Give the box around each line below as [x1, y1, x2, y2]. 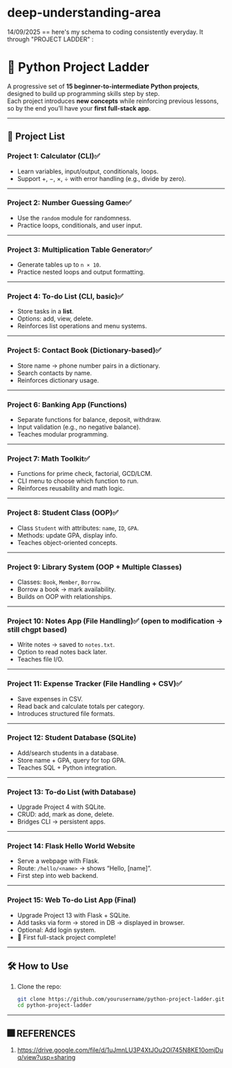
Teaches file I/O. [17, 655, 64, 664]
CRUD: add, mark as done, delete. [17, 810, 115, 819]
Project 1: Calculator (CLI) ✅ [7, 151, 101, 161]
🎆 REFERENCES [7, 1027, 76, 1039]
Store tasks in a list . [17, 307, 74, 316]
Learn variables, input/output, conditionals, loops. [17, 167, 159, 175]
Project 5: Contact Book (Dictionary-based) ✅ [7, 345, 162, 355]
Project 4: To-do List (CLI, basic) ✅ [7, 292, 124, 301]
